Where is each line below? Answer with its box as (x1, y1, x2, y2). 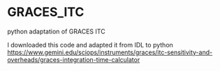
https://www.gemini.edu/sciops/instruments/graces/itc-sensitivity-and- (7, 48, 213, 56)
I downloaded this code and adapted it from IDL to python (7, 40, 173, 49)
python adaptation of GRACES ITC (7, 27, 106, 35)
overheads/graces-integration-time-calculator (7, 55, 140, 63)
